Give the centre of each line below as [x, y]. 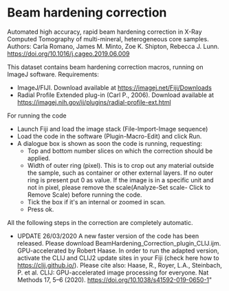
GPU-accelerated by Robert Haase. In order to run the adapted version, [118, 250]
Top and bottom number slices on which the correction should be [120, 151]
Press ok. [41, 209]
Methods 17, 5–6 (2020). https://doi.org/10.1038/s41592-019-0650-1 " [115, 279]
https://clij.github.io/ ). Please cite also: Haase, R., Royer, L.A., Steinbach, [119, 265]
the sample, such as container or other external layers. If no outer [120, 173]
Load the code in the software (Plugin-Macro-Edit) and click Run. [109, 136]
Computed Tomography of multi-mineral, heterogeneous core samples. [108, 39]
